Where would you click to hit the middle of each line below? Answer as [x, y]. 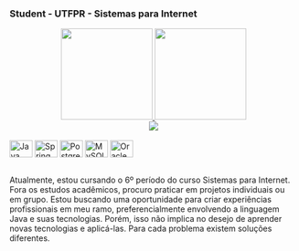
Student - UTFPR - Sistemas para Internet [103, 14]
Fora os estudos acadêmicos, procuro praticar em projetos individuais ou [147, 190]
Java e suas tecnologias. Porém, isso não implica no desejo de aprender [146, 219]
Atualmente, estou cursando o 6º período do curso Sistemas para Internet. [150, 180]
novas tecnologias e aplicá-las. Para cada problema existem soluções [141, 229]
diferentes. [30, 238]
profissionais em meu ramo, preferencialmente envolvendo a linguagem [145, 209]
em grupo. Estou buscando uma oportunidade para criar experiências [141, 200]
